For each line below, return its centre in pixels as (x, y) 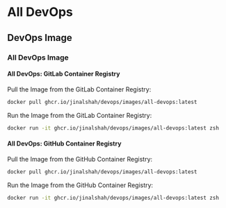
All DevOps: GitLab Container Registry (64, 74)
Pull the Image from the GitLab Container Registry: (79, 89)
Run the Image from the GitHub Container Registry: (80, 185)
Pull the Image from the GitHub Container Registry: (80, 159)
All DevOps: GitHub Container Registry (64, 144)
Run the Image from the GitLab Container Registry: (80, 115)
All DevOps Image (38, 58)
